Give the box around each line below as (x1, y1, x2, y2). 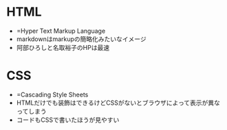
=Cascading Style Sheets (16, 90, 89, 99)
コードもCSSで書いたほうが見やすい (16, 116, 120, 124)
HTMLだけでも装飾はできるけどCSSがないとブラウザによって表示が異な (16, 99, 221, 107)
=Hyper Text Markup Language (16, 27, 106, 35)
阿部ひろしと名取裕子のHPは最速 (16, 43, 110, 51)
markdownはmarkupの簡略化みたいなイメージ (16, 35, 147, 43)
